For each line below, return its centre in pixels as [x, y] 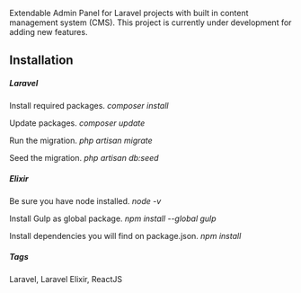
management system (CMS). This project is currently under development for [150, 22]
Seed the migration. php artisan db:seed [84, 158]
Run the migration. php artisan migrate [81, 141]
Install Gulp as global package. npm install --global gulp [113, 218]
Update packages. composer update [77, 123]
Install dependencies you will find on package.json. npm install [125, 236]
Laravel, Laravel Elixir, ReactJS [66, 280]
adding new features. [49, 32]
